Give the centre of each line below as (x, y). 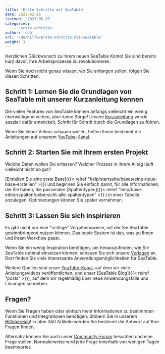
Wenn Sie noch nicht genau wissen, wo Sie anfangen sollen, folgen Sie (77, 71)
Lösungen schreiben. (27, 284)
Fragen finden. (20, 327)
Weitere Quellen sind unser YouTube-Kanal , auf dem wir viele (68, 268)
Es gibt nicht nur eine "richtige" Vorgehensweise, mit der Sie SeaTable (77, 228)
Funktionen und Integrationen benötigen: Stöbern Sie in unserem (71, 316)
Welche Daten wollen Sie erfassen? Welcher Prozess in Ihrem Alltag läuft (79, 164)
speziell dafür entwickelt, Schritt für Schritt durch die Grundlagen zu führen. (83, 122)
